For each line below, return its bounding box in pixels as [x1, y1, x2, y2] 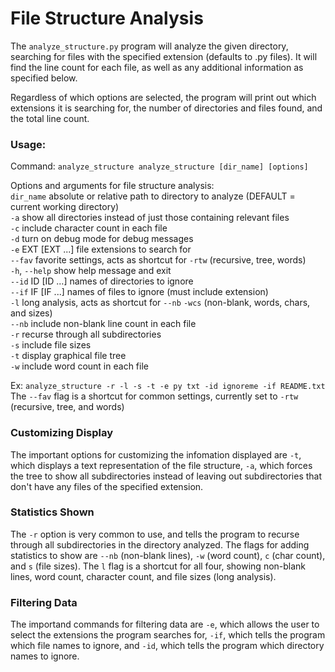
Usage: [10, 137, 47, 151]
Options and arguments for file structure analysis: [10, 180, 215, 192]
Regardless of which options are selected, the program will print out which [10, 91, 317, 103]
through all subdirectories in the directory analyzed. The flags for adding [10, 538, 310, 551]
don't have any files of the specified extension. [10, 480, 204, 492]
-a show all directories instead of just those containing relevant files [10, 212, 290, 224]
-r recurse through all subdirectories [10, 328, 162, 341]
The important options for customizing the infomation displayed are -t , [10, 448, 302, 461]
